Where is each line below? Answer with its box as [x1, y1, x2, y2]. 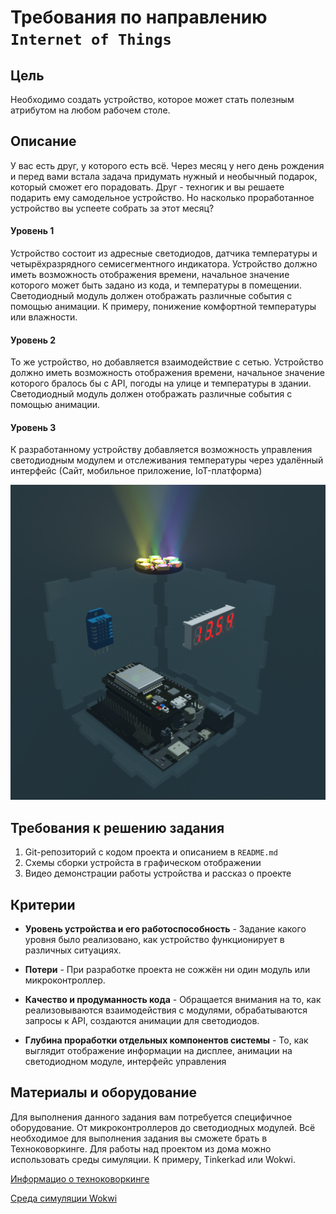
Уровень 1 [10, 225, 55, 237]
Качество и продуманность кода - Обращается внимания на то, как [24, 994, 322, 1006]
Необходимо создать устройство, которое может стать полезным [10, 94, 295, 105]
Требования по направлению [10, 6, 268, 29]
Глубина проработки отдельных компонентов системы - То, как [24, 1034, 309, 1046]
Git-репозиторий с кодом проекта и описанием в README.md [24, 846, 278, 858]
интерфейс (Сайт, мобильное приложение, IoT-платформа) [10, 465, 263, 477]
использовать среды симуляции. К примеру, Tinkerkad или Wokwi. [10, 1153, 296, 1165]
